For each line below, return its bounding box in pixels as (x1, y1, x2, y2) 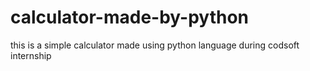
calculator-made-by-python (10, 6, 250, 29)
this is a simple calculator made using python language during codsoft (10, 39, 300, 51)
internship (10, 49, 52, 61)
